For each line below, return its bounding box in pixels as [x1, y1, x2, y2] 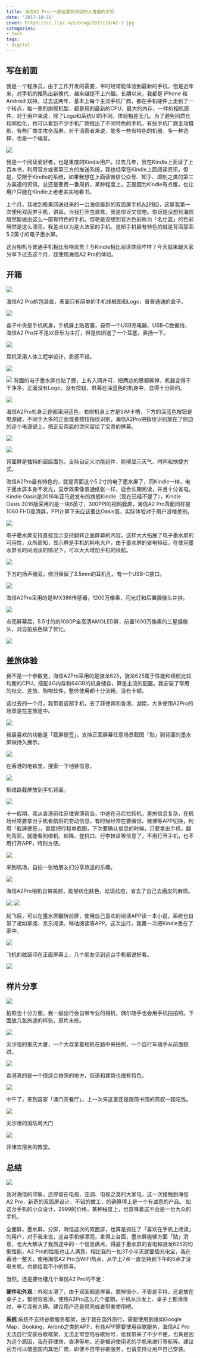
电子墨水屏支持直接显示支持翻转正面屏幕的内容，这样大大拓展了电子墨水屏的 [6, 531, 194, 539]
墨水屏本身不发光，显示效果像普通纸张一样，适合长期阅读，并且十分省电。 [11, 485, 194, 492]
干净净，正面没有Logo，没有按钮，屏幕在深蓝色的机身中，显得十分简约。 [6, 384, 186, 391]
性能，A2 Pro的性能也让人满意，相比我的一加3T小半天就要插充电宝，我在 [11, 1248, 192, 1255]
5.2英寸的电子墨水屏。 [6, 230, 61, 238]
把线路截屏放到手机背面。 [6, 786, 69, 794]
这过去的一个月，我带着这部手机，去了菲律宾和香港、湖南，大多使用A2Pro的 [6, 700, 193, 707]
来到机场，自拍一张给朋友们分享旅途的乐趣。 [6, 864, 116, 871]
